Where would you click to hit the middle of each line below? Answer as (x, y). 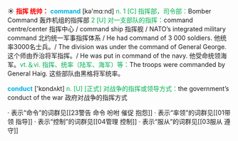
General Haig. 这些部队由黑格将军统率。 (66, 73)
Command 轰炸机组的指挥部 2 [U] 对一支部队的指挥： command (100, 20)
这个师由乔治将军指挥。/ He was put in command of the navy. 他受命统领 (114, 56)
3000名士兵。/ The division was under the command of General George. (120, 47)
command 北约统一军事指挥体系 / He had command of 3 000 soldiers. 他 (114, 38)
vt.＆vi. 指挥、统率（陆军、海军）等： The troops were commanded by (123, 64)
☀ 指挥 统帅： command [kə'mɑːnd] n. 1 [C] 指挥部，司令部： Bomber (109, 11)
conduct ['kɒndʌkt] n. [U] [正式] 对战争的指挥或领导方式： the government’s (118, 89)
